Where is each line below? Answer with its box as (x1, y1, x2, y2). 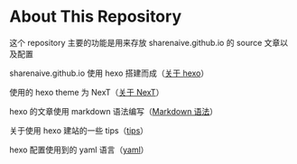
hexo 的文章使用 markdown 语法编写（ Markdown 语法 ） (9, 105, 218, 116)
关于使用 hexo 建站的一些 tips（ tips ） (9, 124, 149, 136)
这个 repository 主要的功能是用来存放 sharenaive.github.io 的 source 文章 (9, 37, 281, 48)
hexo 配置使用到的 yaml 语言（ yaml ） (9, 144, 149, 155)
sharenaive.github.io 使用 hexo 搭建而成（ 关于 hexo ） (9, 68, 209, 78)
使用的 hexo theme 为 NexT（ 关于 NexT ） (9, 87, 164, 97)
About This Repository (9, 6, 182, 27)
